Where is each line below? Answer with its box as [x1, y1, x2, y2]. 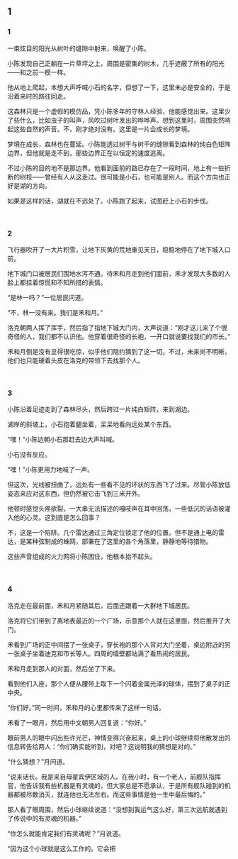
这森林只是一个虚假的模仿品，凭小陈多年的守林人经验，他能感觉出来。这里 [7, 106, 225, 116]
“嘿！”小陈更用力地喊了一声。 [7, 465, 94, 474]
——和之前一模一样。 [7, 67, 69, 77]
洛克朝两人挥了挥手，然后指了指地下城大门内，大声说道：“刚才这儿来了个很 [7, 323, 228, 332]
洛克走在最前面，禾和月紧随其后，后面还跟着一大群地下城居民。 [7, 601, 193, 609]
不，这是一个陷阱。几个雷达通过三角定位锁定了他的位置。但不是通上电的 [7, 528, 218, 537]
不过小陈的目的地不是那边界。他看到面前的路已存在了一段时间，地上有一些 [7, 163, 225, 172]
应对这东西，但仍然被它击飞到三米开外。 [25, 489, 144, 498]
